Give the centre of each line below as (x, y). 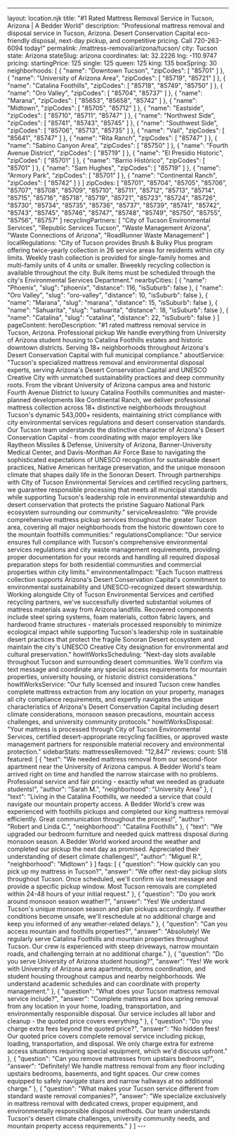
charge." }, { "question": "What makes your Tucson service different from (113, 1088)
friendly (19, 41)
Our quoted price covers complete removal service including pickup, (106, 1036)
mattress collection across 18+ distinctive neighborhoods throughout (107, 407)
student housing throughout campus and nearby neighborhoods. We (106, 976)
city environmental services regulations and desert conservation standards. (117, 422)
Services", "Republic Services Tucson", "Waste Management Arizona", (109, 228)
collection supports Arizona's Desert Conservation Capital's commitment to (117, 579)
